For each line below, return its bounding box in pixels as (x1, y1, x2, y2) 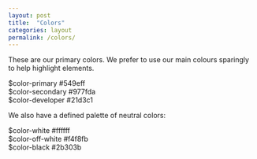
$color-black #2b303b (8, 142, 82, 152)
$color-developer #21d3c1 (8, 95, 93, 105)
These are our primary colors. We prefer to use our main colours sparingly (8, 55, 250, 65)
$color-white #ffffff (8, 126, 71, 135)
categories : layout (8, 26, 73, 34)
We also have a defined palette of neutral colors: (8, 111, 166, 120)
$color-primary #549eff (8, 79, 85, 88)
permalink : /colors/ (8, 33, 76, 42)
